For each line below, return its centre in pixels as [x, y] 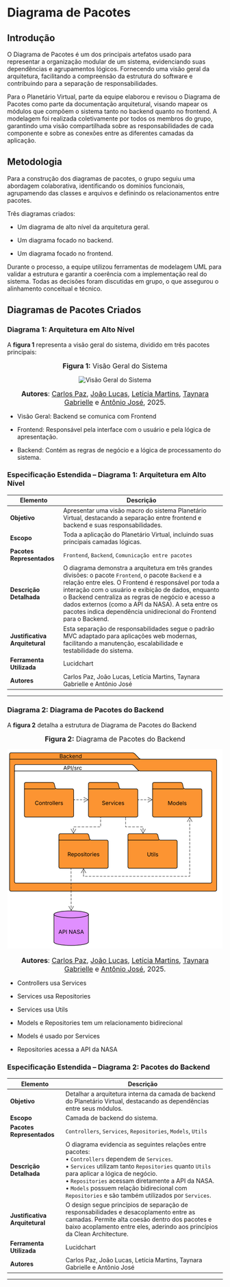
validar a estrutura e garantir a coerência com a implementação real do [107, 274]
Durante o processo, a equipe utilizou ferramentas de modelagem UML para [114, 267]
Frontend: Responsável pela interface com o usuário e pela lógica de [114, 429]
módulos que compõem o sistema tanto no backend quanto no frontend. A [112, 111]
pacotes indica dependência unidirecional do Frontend [140, 612]
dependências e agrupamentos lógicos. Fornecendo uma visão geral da [108, 69]
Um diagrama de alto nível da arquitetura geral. [84, 227]
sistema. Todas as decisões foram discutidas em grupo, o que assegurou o [113, 281]
